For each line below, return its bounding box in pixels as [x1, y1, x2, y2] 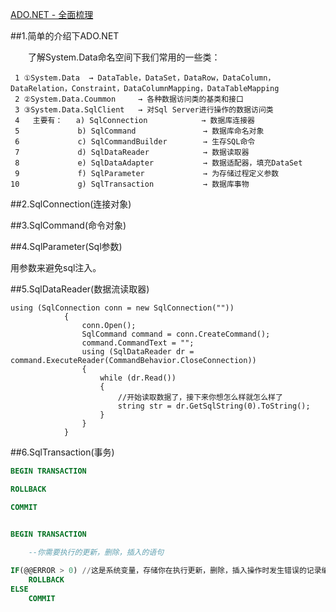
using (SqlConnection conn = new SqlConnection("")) [10, 303, 235, 313]
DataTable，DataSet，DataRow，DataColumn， [97, 73, 276, 83]
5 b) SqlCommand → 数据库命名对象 [14, 126, 265, 136]
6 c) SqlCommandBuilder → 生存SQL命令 [14, 137, 256, 147]
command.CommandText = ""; [81, 338, 195, 348]
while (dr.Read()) [99, 373, 177, 383]
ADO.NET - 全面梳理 [10, 9, 94, 20]
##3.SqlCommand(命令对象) [10, 219, 127, 231]
